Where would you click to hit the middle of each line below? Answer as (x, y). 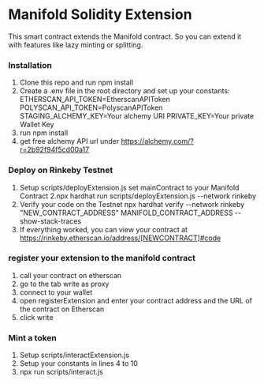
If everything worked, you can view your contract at (103, 229)
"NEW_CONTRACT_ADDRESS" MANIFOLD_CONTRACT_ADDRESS (126, 213)
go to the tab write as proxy (64, 284)
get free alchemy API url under (69, 141)
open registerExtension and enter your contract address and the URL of (136, 300)
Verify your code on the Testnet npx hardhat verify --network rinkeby (132, 204)
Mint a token (33, 337)
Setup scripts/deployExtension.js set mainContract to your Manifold (129, 187)
